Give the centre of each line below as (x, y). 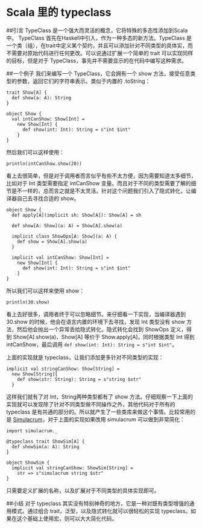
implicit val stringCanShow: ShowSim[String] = (73, 468)
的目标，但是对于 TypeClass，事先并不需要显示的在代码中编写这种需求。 (96, 61)
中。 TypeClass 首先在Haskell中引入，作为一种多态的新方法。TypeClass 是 (99, 38)
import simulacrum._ (32, 431)
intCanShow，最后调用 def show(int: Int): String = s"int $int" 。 (92, 344)
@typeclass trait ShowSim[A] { (46, 441)
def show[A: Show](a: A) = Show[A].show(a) (67, 226)
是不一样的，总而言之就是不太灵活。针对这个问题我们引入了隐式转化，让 (101, 191)
